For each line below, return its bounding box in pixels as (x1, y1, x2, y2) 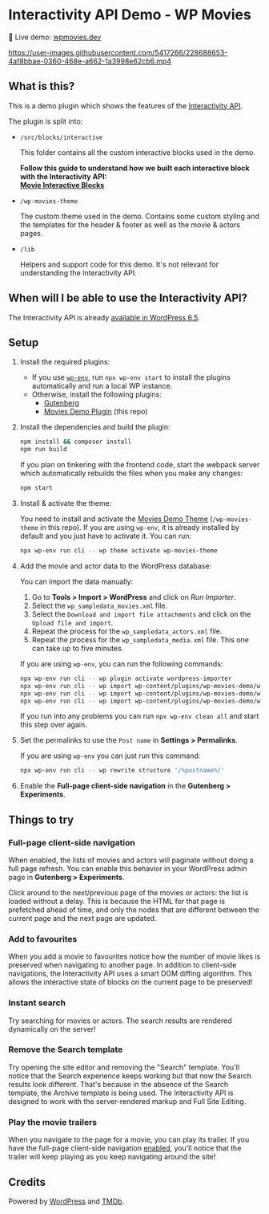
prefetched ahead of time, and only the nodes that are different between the (8, 905, 260, 915)
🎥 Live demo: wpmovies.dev (8, 32, 102, 42)
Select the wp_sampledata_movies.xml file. (31, 601, 168, 610)
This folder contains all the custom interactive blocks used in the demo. (19, 147, 256, 157)
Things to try (8, 813, 74, 826)
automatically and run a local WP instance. (31, 381, 173, 391)
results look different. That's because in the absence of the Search (8, 1079, 229, 1089)
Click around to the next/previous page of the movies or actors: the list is (8, 887, 249, 897)
